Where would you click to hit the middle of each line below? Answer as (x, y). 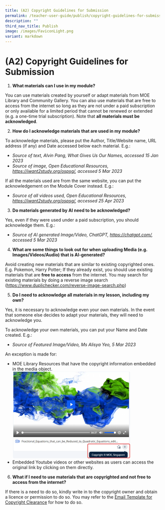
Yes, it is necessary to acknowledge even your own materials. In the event (80, 310)
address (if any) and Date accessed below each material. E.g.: (68, 146)
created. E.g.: (19, 335)
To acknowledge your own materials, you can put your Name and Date (76, 330)
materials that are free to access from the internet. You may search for (77, 275)
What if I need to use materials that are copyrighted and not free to (82, 477)
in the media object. (32, 369)
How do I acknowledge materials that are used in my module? (76, 131)
